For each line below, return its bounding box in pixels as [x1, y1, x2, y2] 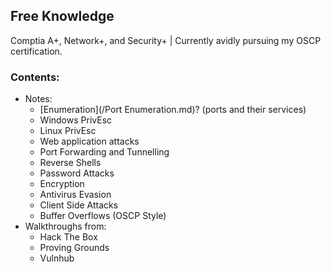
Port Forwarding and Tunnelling [39, 146, 170, 158]
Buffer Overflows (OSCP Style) [39, 210, 167, 222]
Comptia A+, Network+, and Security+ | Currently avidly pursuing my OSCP [10, 34, 322, 46]
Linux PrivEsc [39, 125, 97, 137]
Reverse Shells [39, 157, 102, 169]
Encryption [39, 178, 85, 190]
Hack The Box [39, 231, 98, 243]
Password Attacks [39, 167, 115, 179]
